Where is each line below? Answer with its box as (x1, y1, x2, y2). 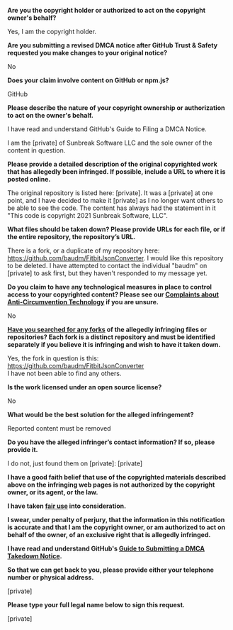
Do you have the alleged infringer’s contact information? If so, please (7, 438, 215, 446)
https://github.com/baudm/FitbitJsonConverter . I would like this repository (7, 254, 224, 262)
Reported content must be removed (7, 424, 111, 432)
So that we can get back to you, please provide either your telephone (7, 565, 215, 574)
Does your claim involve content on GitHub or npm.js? (7, 76, 169, 84)
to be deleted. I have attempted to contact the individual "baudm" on (7, 262, 208, 270)
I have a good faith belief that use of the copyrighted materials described (7, 473, 227, 481)
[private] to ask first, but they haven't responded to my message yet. (7, 269, 208, 277)
